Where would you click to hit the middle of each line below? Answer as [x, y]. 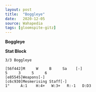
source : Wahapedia [24, 23]
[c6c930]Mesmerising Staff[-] [36, 82]
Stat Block [16, 51]
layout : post [18, 10]
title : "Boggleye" [25, 14]
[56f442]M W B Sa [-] [44, 69]
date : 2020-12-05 [25, 19]
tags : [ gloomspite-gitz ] [31, 28]
